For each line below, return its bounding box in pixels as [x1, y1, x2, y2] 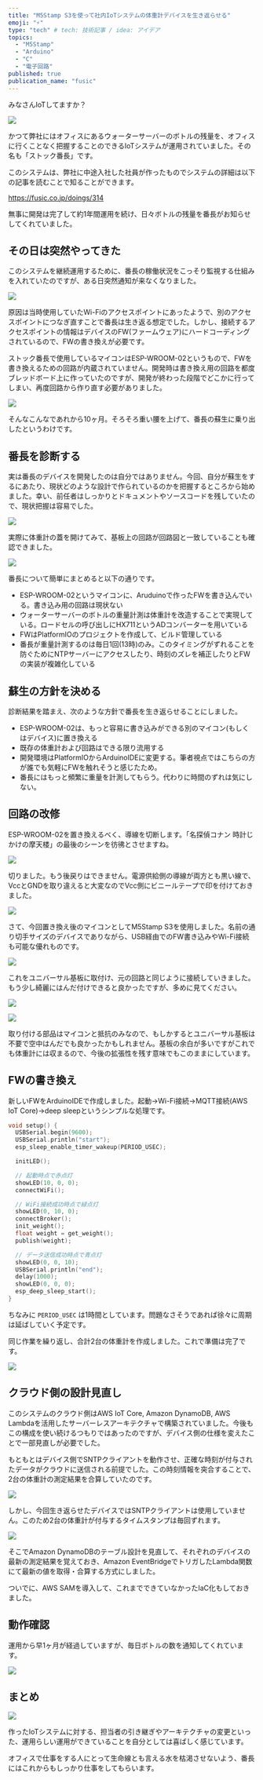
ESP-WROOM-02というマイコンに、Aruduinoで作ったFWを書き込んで [19, 590, 246, 600]
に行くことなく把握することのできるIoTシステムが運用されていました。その [8, 140, 251, 150]
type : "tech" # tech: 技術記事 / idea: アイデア [8, 26, 161, 34]
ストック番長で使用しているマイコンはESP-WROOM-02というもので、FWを [8, 354, 253, 363]
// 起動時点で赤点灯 [15, 1171, 73, 1180]
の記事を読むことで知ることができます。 [8, 177, 139, 187]
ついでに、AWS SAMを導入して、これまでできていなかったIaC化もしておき [8, 1583, 250, 1592]
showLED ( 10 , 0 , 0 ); [15, 1179, 79, 1187]
